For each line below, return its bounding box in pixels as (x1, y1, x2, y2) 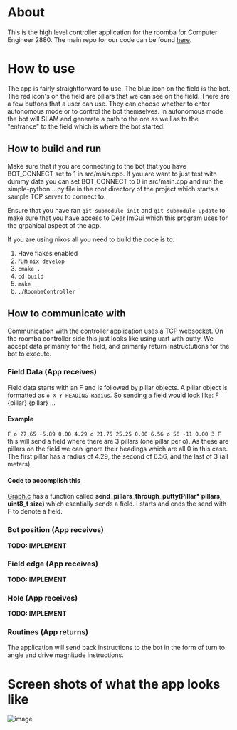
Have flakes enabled (17, 249, 78, 257)
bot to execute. (7, 349, 52, 358)
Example (7, 415, 34, 424)
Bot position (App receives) (7, 525, 105, 535)
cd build (17, 273, 44, 280)
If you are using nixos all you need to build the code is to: (7, 235, 175, 244)
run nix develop (17, 256, 65, 265)
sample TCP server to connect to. (7, 192, 106, 201)
